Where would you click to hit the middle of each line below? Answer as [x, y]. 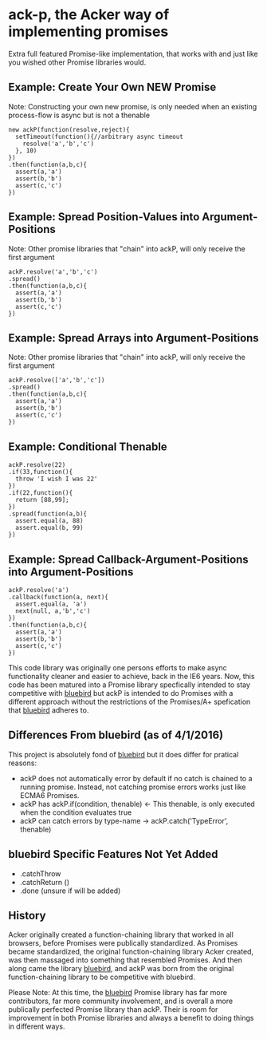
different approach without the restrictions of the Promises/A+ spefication [130, 701]
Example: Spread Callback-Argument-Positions [128, 559]
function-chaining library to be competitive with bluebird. [102, 977]
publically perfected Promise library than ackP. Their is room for [113, 1009]
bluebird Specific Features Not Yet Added [113, 854]
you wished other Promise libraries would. [77, 62]
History [27, 916]
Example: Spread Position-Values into [104, 217]
